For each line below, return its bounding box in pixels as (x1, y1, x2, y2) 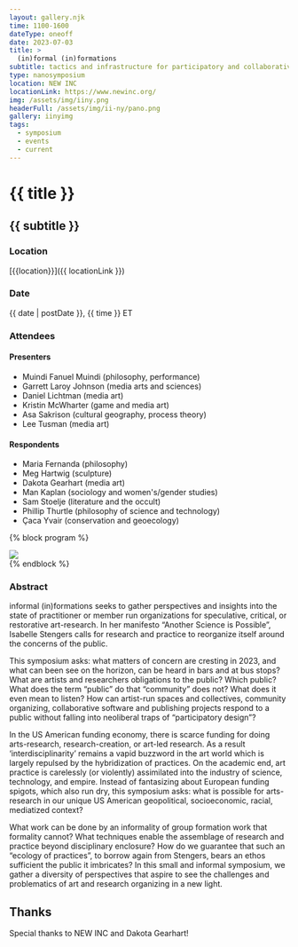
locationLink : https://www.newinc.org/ (9, 87, 157, 96)
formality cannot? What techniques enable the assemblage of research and (9, 832, 285, 842)
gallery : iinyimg (9, 112, 74, 121)
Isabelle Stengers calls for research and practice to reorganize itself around (9, 629, 286, 640)
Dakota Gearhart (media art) (21, 477, 126, 488)
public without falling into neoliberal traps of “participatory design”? (9, 712, 256, 723)
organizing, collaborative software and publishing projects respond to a (9, 703, 271, 714)
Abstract (9, 580, 49, 593)
